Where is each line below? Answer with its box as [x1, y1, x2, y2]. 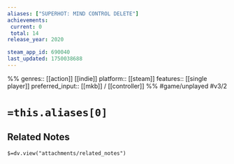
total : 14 [10, 29, 39, 37]
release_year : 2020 [7, 36, 64, 43]
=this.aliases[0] [7, 106, 108, 119]
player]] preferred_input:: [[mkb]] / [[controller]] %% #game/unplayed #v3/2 [7, 82, 228, 90]
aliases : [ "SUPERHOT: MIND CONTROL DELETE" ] [7, 10, 139, 17]
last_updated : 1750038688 [7, 55, 82, 63]
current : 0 [10, 23, 42, 30]
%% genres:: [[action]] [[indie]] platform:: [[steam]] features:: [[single [7, 74, 207, 82]
